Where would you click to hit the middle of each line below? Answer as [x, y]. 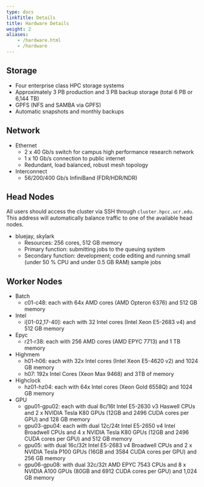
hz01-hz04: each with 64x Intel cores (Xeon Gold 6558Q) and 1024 [108, 387]
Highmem [27, 355]
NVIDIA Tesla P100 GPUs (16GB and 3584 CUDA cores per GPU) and [110, 452]
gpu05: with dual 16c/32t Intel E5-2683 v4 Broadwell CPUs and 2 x [108, 446]
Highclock [28, 381]
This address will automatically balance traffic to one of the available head [100, 218]
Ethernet [26, 145]
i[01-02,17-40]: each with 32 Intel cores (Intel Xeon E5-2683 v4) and [110, 322]
